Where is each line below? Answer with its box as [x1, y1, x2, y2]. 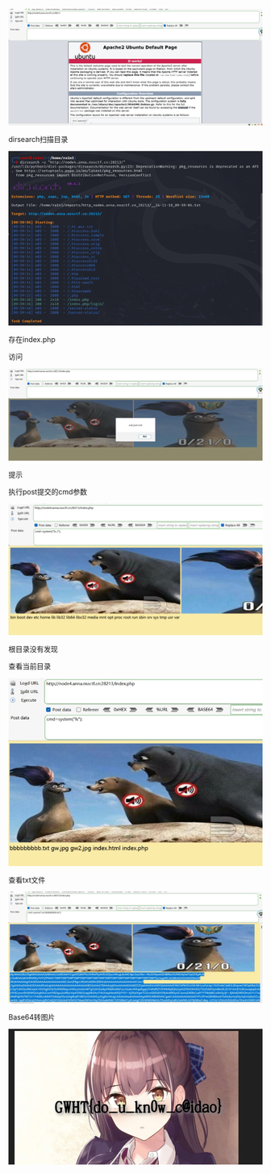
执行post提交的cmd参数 [8, 487, 87, 497]
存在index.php [8, 334, 56, 344]
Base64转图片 [8, 1012, 56, 1022]
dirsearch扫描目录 [8, 134, 69, 144]
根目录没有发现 [8, 644, 58, 653]
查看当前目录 [8, 661, 51, 670]
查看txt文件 [8, 875, 46, 884]
